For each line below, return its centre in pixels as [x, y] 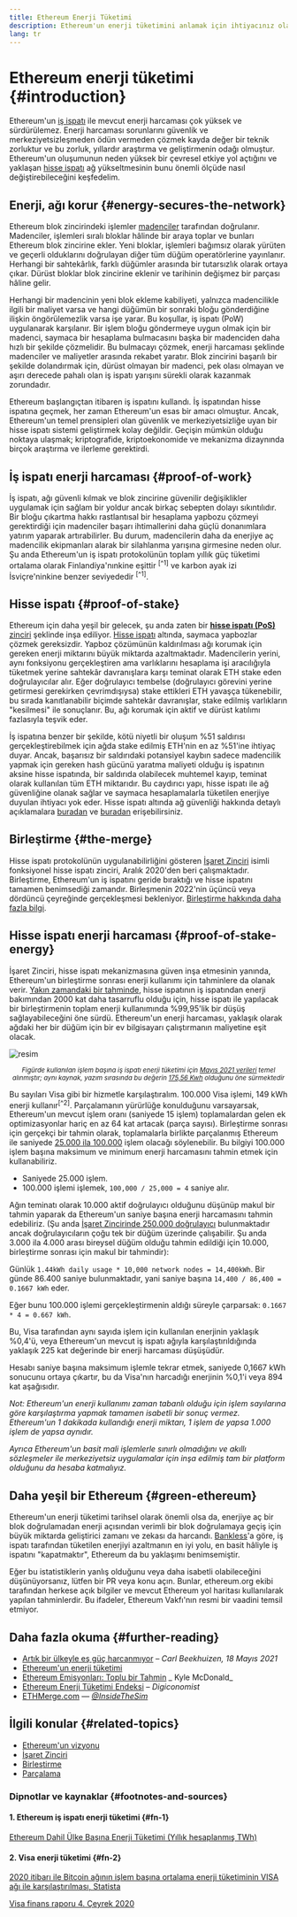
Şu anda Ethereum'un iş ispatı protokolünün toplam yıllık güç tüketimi [135, 554]
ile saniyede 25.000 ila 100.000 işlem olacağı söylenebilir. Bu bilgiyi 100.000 [147, 1143]
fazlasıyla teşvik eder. [49, 720]
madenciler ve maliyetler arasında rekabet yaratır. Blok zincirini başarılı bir [143, 357]
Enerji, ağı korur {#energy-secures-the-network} [148, 205]
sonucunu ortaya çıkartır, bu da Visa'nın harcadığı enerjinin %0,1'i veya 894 [146, 1377]
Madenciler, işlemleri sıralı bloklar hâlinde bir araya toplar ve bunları [132, 236]
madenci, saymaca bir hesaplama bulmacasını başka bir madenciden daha [145, 338]
